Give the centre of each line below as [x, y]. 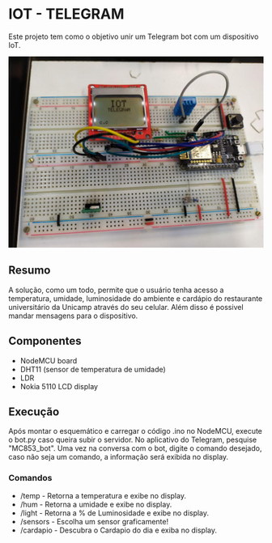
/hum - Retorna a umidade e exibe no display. [96, 504]
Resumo [30, 271]
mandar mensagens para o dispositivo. [73, 316]
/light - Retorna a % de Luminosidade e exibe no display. [114, 513]
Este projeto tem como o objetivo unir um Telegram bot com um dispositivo [134, 36]
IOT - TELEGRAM [66, 14]
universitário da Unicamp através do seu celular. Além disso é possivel [126, 307]
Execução [34, 411]
